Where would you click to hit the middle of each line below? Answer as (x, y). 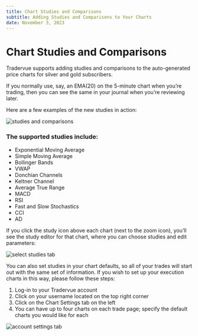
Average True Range (40, 188)
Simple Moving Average (43, 156)
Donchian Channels (39, 175)
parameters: (21, 243)
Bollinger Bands (34, 162)
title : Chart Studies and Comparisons (54, 12)
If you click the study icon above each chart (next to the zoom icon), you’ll (96, 230)
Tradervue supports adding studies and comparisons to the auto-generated (98, 68)
